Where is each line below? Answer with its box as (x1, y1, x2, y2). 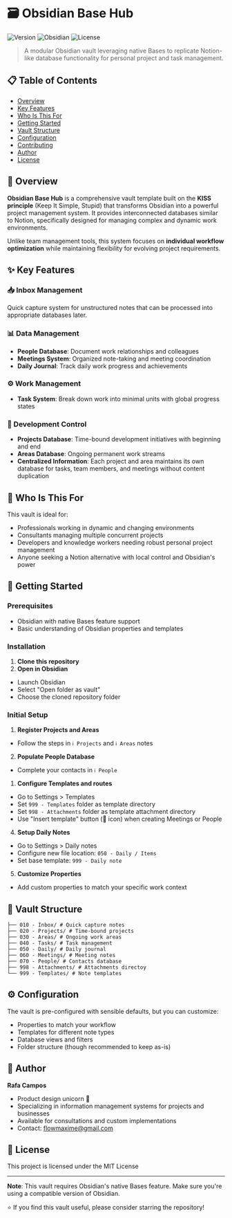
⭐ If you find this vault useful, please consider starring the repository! (7, 1203, 205, 1212)
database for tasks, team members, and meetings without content (17, 464, 205, 473)
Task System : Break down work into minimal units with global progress (17, 394, 220, 403)
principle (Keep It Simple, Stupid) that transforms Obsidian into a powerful (7, 201, 219, 210)
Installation (7, 642, 46, 651)
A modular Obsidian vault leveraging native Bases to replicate (23, 46, 200, 55)
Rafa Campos (7, 1081, 47, 1089)
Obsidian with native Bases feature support (17, 617, 140, 625)
